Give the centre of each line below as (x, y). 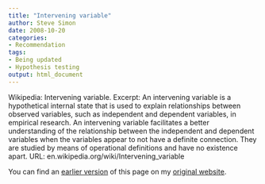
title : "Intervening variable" (60, 15)
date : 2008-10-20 (37, 30)
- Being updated (35, 60)
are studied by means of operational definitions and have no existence (123, 148)
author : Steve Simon (42, 23)
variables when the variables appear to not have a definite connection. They (132, 139)
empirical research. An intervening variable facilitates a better (109, 122)
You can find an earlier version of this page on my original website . (117, 171)
